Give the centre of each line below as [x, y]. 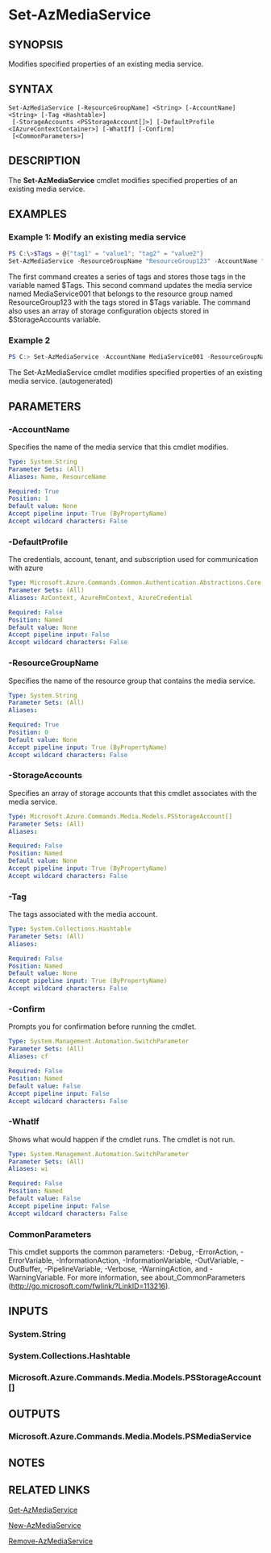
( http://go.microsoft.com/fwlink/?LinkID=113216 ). [90, 1286]
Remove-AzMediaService [51, 1541]
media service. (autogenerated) [61, 381]
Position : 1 [28, 499]
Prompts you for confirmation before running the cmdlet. [102, 1026]
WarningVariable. [37, 1277]
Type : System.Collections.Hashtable [70, 929]
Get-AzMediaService [43, 1509]
